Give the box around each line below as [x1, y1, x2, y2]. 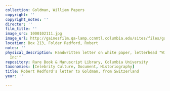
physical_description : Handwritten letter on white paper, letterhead [5, 50, 157, 55]
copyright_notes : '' [5, 17, 49, 22]
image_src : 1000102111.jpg [5, 31, 62, 36]
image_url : [5, 36, 28, 41]
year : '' [5, 74, 24, 79]
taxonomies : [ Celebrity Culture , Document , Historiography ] [5, 64, 135, 69]
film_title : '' [5, 26, 37, 32]
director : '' [5, 21, 33, 27]
